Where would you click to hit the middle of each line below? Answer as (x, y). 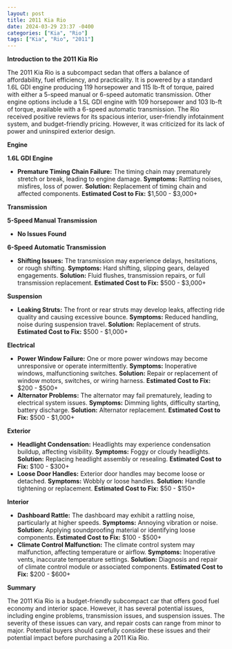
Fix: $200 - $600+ (44, 574)
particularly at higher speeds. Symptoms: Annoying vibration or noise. (117, 523)
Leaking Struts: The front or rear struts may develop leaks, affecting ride (121, 310)
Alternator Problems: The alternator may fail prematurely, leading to (115, 395)
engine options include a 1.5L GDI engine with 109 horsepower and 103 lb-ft (115, 102)
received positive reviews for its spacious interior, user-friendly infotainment (116, 117)
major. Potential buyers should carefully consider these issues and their (109, 630)
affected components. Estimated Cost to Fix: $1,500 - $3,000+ (107, 194)
